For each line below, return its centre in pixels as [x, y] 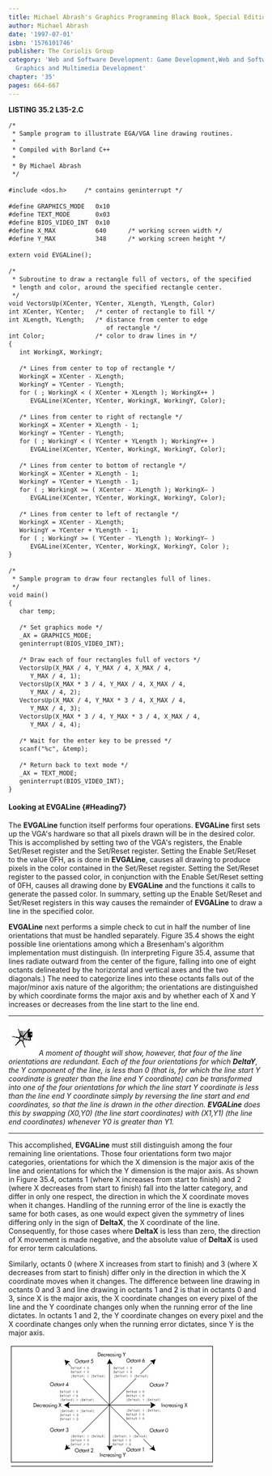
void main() [28, 595]
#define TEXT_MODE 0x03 [59, 215]
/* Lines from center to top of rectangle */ [97, 368]
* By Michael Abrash [47, 166]
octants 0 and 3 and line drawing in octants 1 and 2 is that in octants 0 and [132, 1289]
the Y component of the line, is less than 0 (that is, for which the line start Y [134, 1070]
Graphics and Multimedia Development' [81, 69]
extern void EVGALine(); [50, 255]
